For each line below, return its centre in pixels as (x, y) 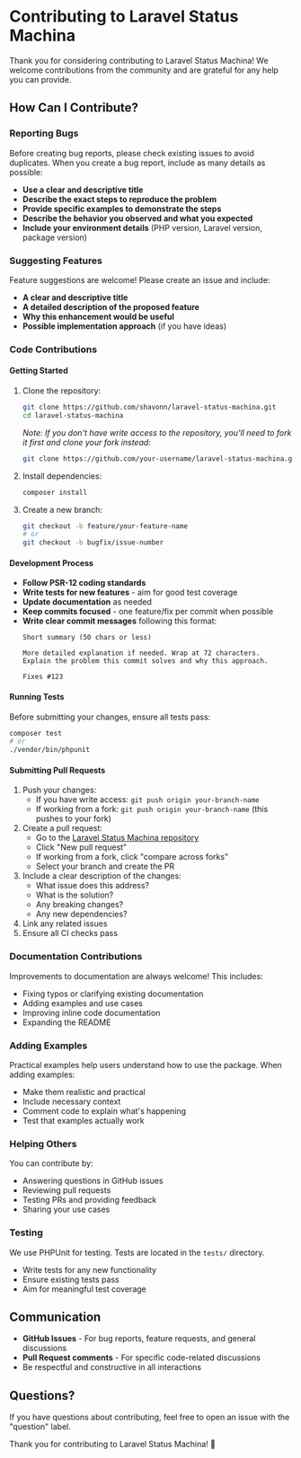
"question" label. (40, 1427)
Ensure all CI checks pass (70, 933)
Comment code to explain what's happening (104, 1111)
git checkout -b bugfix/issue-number (93, 543)
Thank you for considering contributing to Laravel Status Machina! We (139, 60)
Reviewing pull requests (66, 1190)
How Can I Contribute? (74, 108)
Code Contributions (53, 349)
